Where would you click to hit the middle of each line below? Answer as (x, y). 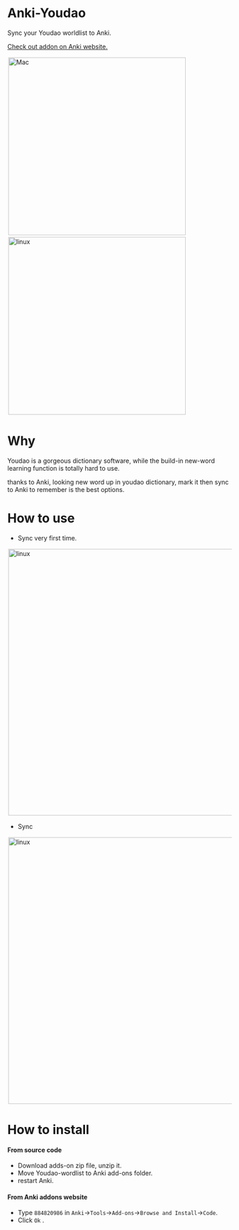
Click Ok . (31, 1220)
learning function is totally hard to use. (63, 468)
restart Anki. (35, 1181)
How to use (41, 519)
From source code (35, 1150)
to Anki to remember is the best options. (66, 489)
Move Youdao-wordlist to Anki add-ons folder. (85, 1173)
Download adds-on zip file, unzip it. (70, 1166)
